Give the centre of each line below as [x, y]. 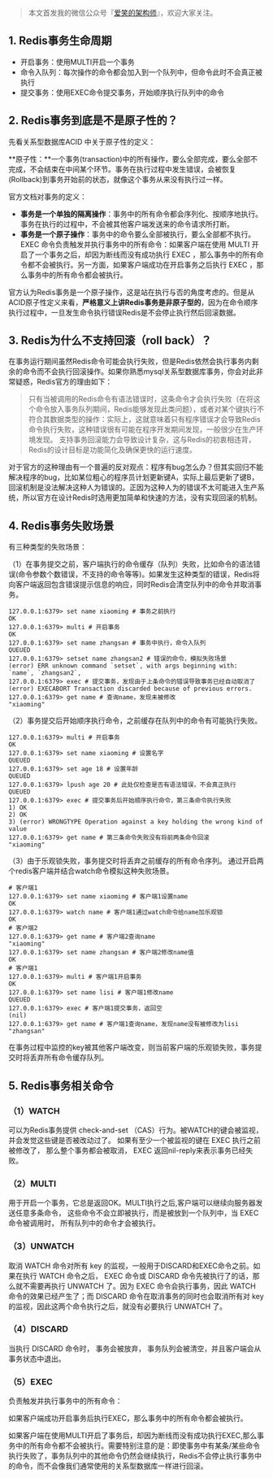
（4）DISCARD [39, 1329]
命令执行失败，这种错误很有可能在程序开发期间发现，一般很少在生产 [142, 429]
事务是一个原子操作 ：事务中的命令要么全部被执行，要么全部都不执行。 [138, 234]
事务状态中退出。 [37, 1358]
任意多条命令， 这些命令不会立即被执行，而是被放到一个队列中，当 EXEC [137, 1213]
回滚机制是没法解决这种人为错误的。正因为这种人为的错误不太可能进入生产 [133, 488]
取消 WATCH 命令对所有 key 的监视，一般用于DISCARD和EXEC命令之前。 [131, 1265]
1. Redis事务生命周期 [60, 41]
